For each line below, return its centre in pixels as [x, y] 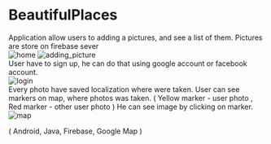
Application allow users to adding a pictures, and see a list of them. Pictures [135, 37]
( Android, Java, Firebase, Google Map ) [75, 131]
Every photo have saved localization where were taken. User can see [124, 89]
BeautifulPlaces [63, 15]
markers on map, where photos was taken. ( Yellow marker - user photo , [131, 98]
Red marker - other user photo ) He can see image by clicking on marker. [131, 107]
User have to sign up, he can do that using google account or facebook [128, 63]
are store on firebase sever [54, 46]
